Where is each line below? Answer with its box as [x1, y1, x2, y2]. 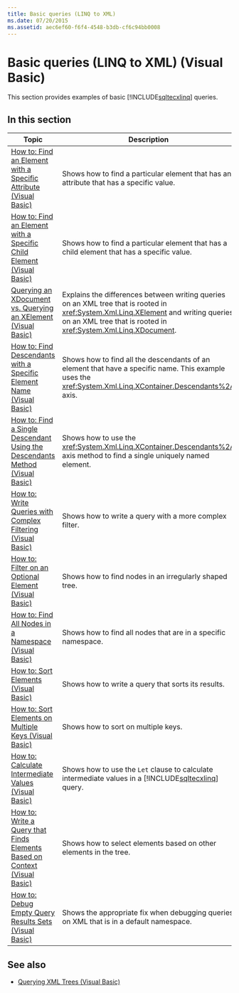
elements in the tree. [62, 847, 131, 857]
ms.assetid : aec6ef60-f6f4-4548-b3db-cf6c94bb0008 [7, 23, 161, 31]
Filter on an [11, 563, 48, 573]
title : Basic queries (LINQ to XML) [7, 10, 116, 18]
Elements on [11, 713, 53, 723]
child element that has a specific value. [62, 247, 192, 257]
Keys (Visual [11, 731, 53, 740]
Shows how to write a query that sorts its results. [62, 679, 225, 689]
